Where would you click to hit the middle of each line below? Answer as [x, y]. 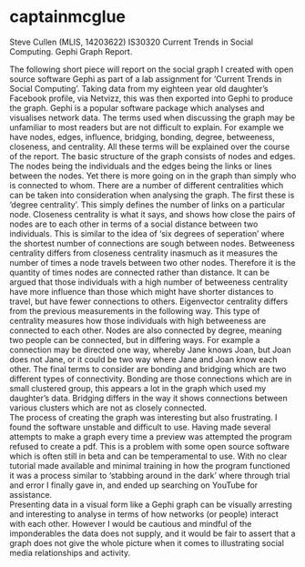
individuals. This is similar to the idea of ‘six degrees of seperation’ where [147, 233]
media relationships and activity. [70, 552]
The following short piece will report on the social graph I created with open [152, 69]
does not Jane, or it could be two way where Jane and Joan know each [143, 359]
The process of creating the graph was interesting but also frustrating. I [143, 417]
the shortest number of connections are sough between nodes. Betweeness [152, 243]
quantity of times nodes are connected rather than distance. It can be [140, 272]
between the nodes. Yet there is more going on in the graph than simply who [153, 176]
